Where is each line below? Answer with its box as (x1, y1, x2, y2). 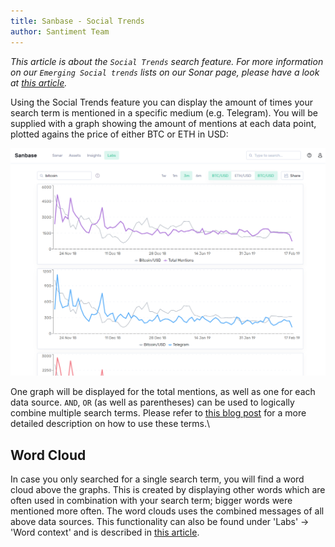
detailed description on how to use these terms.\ (10, 418, 211, 430)
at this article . (10, 76, 68, 89)
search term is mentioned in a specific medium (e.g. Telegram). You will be (10, 106, 318, 119)
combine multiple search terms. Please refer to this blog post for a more (10, 407, 307, 419)
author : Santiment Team (10, 26, 110, 37)
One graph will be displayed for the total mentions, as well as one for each (10, 386, 316, 398)
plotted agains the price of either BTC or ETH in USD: (10, 128, 229, 140)
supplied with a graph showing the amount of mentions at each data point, (10, 117, 317, 129)
